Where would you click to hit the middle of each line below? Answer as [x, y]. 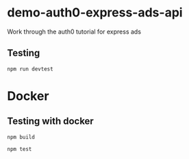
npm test [20, 149]
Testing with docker [50, 121]
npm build [21, 137]
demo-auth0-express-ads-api [95, 13]
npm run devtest [30, 69]
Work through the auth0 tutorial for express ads [74, 32]
